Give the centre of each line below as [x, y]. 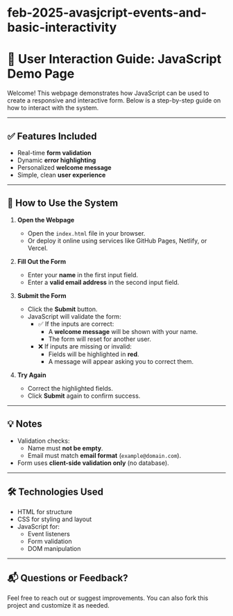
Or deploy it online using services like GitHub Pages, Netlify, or [117, 240]
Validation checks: [43, 441]
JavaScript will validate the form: [74, 316]
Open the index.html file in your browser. [86, 233]
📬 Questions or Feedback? [68, 578]
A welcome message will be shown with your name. [123, 331]
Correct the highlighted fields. [70, 388]
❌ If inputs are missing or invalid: [85, 346]
